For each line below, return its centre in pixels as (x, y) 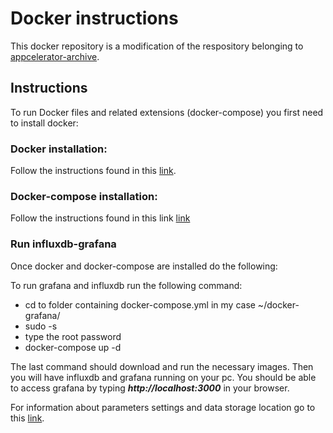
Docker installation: (59, 149)
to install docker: (44, 123)
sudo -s (41, 326)
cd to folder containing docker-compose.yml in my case (140, 304)
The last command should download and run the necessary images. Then (162, 366)
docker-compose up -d (73, 347)
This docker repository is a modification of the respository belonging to (157, 46)
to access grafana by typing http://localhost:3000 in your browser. (150, 388)
